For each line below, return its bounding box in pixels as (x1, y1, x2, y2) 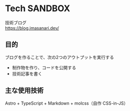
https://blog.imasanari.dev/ (5, 25, 59, 31)
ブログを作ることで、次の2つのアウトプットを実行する (5, 54, 114, 60)
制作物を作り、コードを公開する (12, 64, 76, 71)
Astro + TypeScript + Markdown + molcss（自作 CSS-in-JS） (5, 100, 128, 106)
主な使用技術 (5, 86, 44, 95)
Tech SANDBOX (5, 3, 71, 14)
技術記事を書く (12, 71, 42, 76)
